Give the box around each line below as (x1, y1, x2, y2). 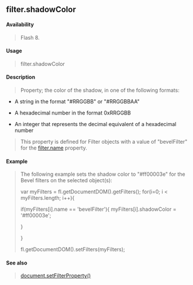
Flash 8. (20, 34, 40, 41)
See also (6, 259, 27, 266)
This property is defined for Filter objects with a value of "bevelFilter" (20, 138, 188, 145)
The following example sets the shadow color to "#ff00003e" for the (20, 171, 185, 178)
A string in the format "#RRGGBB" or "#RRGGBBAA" (14, 98, 140, 105)
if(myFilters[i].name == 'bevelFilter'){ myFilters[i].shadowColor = (20, 206, 177, 213)
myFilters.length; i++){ (20, 194, 75, 201)
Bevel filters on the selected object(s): (20, 177, 112, 184)
